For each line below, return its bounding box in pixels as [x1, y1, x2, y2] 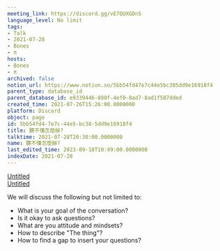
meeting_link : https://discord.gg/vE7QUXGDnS [7, 10, 141, 17]
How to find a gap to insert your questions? [17, 236, 141, 244]
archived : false [7, 75, 54, 82]
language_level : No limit [7, 17, 82, 24]
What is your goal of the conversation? [17, 206, 129, 215]
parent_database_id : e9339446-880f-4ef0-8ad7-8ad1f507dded [7, 95, 182, 102]
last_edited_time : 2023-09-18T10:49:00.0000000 [7, 146, 148, 153]
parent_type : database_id [7, 88, 82, 95]
